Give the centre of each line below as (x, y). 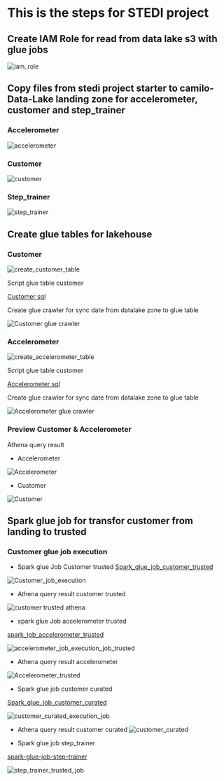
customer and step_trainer (66, 110)
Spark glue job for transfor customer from (100, 520)
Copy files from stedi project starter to (93, 89)
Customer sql (27, 296)
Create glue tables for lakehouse (80, 234)
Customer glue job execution (57, 551)
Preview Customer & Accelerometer (69, 430)
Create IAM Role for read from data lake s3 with (113, 39)
